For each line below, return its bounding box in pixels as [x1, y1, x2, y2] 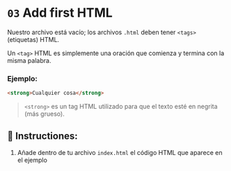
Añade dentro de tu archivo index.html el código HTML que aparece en [17, 148, 223, 156]
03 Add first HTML [7, 5, 113, 21]
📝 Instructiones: [7, 130, 78, 142]
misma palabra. [7, 56, 51, 64]
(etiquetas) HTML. [7, 35, 60, 43]
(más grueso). [24, 110, 65, 118]
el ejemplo [17, 156, 47, 164]
